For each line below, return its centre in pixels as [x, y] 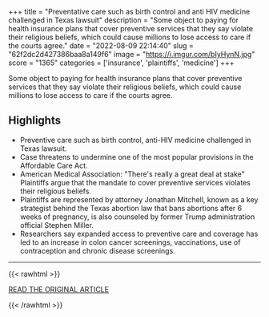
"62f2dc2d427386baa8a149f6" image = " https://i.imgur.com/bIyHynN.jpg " [132, 54]
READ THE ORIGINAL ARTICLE [59, 289]
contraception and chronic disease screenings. [98, 250]
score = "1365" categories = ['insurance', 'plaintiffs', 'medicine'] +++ [121, 63]
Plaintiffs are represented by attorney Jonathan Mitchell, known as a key [139, 199]
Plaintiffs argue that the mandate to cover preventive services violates [135, 182]
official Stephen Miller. [57, 225]
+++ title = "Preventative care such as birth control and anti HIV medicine [129, 12]
